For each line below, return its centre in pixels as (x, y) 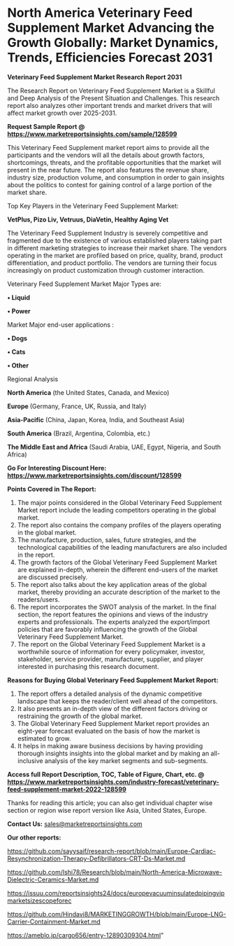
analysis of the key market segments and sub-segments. (126, 761)
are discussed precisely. (52, 577)
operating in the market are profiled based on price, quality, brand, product (115, 255)
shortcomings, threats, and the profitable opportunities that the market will (114, 162)
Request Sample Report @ (46, 126)
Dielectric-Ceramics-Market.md (53, 879)
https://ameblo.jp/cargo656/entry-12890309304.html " (86, 935)
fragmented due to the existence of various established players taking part (115, 241)
